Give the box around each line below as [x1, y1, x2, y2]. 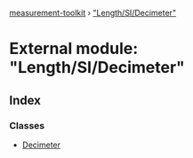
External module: [9, 39, 139, 59]
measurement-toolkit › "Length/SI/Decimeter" [9, 8, 176, 18]
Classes [9, 119, 45, 131]
